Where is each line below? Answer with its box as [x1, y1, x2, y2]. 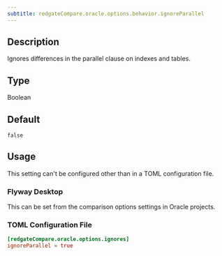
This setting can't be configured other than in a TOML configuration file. [7, 169, 214, 178]
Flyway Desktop [7, 186, 64, 196]
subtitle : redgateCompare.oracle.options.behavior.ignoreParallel [7, 10, 205, 17]
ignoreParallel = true [7, 242, 73, 250]
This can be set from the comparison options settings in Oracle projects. [7, 203, 216, 211]
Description [7, 36, 59, 48]
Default [7, 113, 40, 126]
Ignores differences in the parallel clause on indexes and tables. [7, 54, 191, 63]
